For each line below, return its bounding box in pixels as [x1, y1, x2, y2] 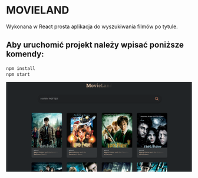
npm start [6, 71, 31, 77]
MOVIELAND [6, 4, 70, 17]
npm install [6, 65, 35, 71]
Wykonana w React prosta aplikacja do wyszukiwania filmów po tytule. [6, 23, 178, 30]
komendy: [6, 49, 44, 59]
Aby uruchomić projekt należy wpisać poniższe [6, 40, 184, 50]
